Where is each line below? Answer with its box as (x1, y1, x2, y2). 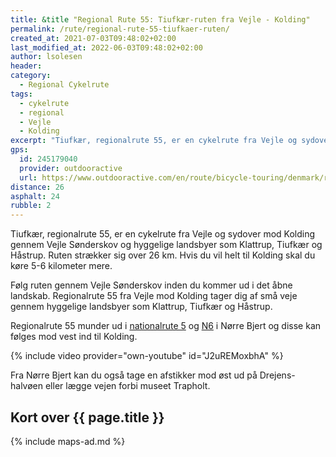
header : (10, 61, 43, 71)
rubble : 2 (10, 201, 52, 211)
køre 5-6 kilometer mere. (10, 260, 113, 272)
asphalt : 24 (10, 191, 60, 201)
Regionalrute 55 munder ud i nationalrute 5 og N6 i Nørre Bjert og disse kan (10, 320, 322, 332)
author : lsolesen (10, 52, 83, 62)
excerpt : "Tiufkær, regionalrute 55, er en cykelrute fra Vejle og (10, 136, 298, 146)
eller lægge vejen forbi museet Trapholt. (44, 380, 211, 392)
